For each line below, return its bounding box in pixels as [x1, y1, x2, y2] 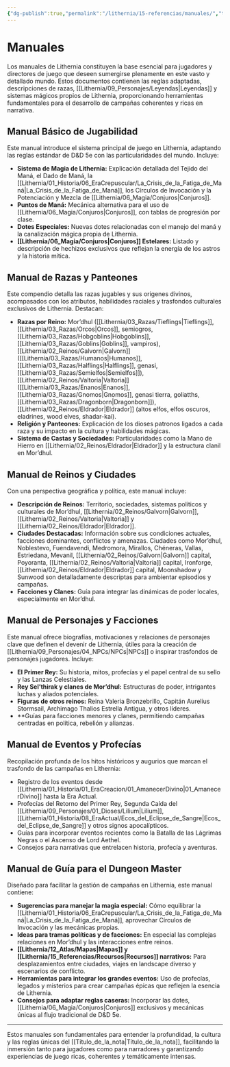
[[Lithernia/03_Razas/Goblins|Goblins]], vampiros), [16, 340, 161, 348]
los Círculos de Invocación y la [125, 186, 212, 195]
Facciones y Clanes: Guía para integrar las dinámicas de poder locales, [16, 587, 220, 596]
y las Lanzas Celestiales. [16, 675, 87, 683]
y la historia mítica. [16, 252, 71, 260]
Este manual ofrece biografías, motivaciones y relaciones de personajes [7, 633, 211, 641]
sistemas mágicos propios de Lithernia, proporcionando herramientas [7, 91, 203, 99]
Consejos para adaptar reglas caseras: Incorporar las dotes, [16, 996, 190, 1005]
